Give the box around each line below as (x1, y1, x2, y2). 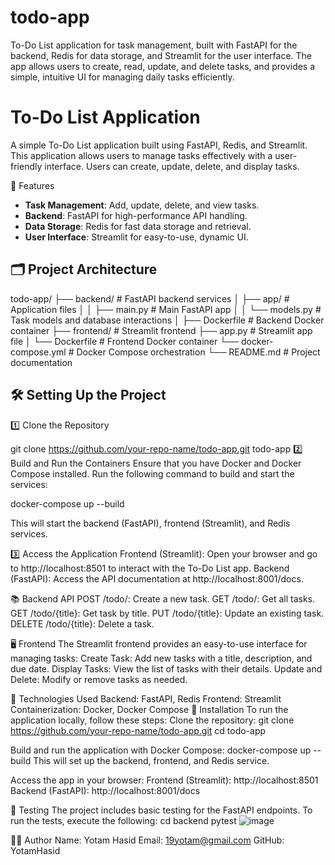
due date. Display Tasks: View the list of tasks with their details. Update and (10, 662, 323, 675)
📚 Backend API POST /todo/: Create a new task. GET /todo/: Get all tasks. (10, 592, 315, 605)
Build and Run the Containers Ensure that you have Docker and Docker (10, 457, 302, 469)
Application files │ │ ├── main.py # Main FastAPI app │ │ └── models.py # (10, 303, 322, 315)
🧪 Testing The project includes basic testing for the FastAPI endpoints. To (10, 804, 313, 816)
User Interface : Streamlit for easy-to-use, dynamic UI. (24, 231, 249, 243)
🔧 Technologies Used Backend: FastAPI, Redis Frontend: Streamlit (10, 692, 282, 705)
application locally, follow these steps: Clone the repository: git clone (10, 714, 295, 726)
